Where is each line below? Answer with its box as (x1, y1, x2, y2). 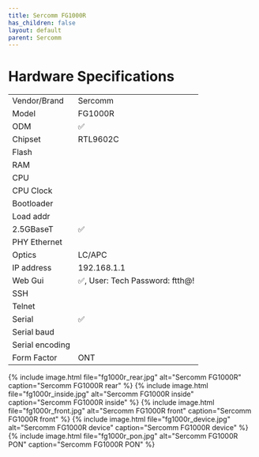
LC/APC (77, 250, 107, 261)
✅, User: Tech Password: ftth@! (77, 275, 195, 286)
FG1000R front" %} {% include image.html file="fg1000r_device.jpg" (8, 414, 231, 424)
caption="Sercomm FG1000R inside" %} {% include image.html (8, 398, 215, 407)
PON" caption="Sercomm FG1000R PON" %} (8, 440, 156, 449)
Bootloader (12, 198, 54, 210)
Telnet (12, 301, 36, 312)
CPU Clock (12, 185, 53, 196)
